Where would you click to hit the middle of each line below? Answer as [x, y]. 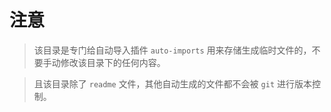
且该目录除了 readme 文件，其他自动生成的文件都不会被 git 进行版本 [172, 83]
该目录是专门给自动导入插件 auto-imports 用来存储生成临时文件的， [172, 50]
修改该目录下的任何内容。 [113, 62]
